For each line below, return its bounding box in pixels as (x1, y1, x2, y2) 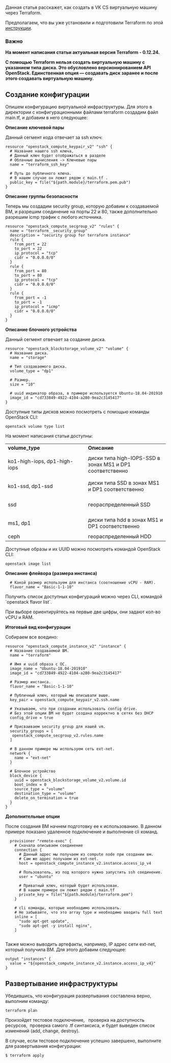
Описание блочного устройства (5, 326, 77, 333)
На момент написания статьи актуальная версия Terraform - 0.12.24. (5, 49, 160, 56)
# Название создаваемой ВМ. (10, 649, 70, 654)
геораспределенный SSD (88, 501, 151, 508)
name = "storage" (10, 355, 47, 360)
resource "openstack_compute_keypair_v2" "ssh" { (5, 144, 113, 149)
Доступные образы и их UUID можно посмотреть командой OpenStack (5, 546, 161, 552)
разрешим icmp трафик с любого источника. (5, 214, 103, 220)
